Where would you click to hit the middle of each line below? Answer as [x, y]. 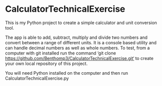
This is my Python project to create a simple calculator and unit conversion [81, 23]
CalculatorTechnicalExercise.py [37, 78]
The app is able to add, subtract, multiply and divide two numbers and [76, 37]
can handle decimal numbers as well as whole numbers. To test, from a [78, 48]
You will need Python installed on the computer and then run [67, 73]
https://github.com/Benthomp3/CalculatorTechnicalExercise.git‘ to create [80, 58]
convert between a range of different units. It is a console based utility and [81, 42]
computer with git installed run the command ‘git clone [61, 53]
